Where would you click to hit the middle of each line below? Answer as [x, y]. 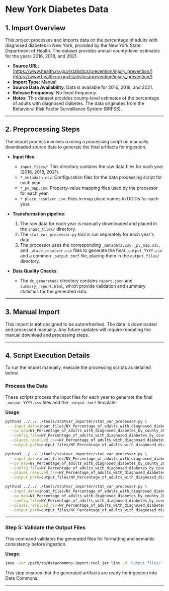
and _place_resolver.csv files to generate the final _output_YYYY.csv [91, 250]
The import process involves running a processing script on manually [77, 141]
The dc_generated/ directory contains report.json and [76, 281]
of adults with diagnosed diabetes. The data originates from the [78, 103]
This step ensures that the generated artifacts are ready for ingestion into [81, 573]
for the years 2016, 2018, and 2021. [41, 56]
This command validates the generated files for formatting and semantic [80, 539]
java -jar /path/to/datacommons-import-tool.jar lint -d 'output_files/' [84, 563]
